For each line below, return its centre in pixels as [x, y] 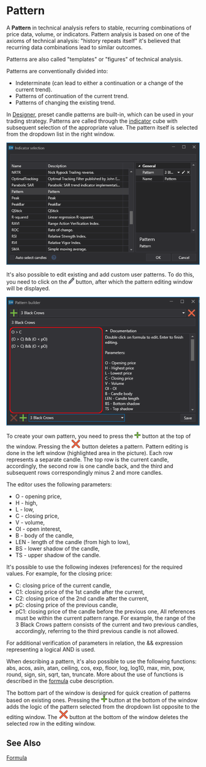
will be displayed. [28, 288]
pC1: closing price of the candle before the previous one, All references [105, 612]
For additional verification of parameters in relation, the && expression [94, 643]
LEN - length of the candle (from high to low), [73, 542]
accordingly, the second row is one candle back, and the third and [90, 466]
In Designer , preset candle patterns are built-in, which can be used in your [100, 114]
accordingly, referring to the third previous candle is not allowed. [97, 631]
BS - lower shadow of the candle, [57, 549]
